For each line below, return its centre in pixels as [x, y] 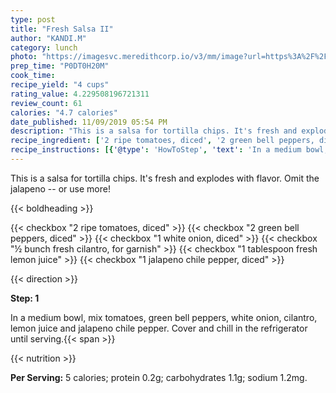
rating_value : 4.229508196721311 [80, 94]
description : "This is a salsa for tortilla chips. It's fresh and [154, 131]
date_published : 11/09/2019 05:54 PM [89, 122]
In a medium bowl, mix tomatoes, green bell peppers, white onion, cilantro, [164, 317]
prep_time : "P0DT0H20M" [60, 66]
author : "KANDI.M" [48, 38]
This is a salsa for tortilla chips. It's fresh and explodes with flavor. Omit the [165, 178]
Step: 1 [25, 298]
